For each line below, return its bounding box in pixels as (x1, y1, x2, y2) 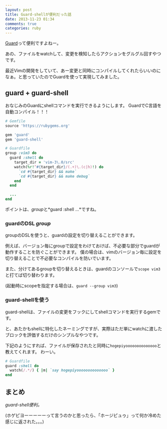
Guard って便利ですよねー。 (5, 40, 61, 46)
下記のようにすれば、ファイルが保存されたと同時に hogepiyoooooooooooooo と (5, 342, 162, 348)
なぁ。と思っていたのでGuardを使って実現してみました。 (5, 74, 122, 80)
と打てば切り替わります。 (5, 272, 57, 278)
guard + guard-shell (5, 88, 69, 97)
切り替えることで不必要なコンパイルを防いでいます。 (5, 255, 114, 261)
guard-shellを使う (5, 296, 50, 303)
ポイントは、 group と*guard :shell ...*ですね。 (5, 207, 99, 213)
